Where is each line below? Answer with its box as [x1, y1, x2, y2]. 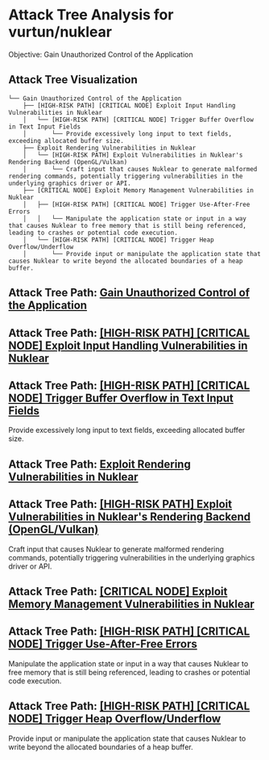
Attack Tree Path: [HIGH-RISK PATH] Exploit [8, 498, 232, 511]
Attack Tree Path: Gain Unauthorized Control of [8, 286, 250, 300]
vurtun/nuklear [8, 23, 113, 41]
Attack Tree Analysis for [8, 6, 174, 24]
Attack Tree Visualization [8, 73, 139, 86]
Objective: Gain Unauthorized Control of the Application [8, 49, 193, 59]
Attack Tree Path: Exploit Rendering [8, 457, 191, 471]
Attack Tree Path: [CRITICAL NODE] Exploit [8, 584, 228, 598]
